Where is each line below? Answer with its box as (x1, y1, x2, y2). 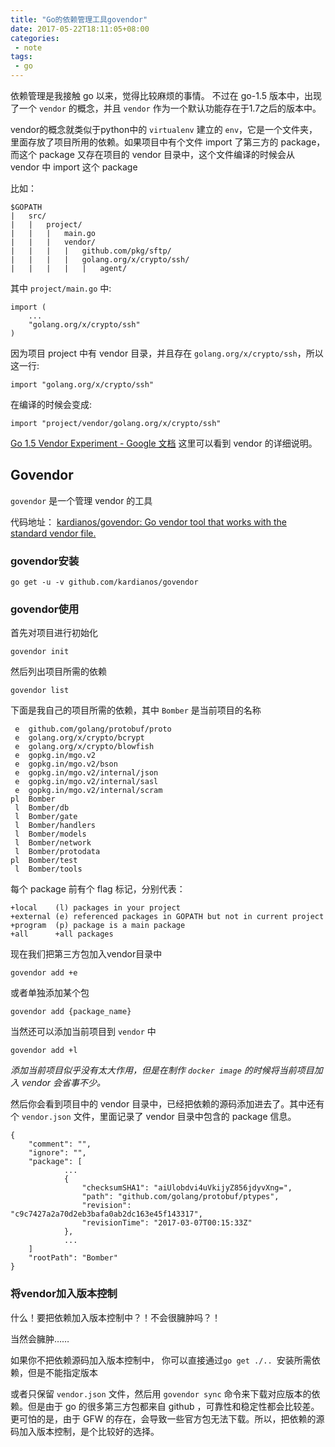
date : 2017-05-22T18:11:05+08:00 (10, 24, 150, 34)
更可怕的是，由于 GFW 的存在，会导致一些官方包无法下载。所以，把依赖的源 (10, 1412, 325, 1425)
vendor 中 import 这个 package (10, 161, 138, 173)
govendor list (10, 686, 70, 696)
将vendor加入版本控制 (10, 1287, 118, 1301)
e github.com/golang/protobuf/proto (14, 724, 172, 735)
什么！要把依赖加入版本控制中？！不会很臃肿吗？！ (10, 1311, 221, 1323)
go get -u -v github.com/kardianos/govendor (10, 577, 199, 588)
